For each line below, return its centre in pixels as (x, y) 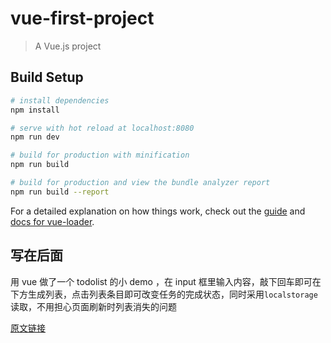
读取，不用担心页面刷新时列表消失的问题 (93, 306)
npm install (35, 110)
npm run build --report (60, 192)
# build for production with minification (100, 155)
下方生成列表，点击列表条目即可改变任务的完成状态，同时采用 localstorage (164, 294)
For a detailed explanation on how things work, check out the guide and (158, 211)
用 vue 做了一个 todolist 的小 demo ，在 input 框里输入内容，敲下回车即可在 (166, 281)
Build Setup (47, 77)
